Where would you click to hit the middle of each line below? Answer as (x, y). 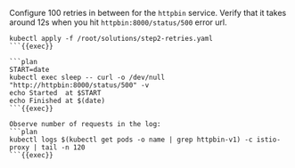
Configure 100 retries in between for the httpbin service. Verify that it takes (148, 13)
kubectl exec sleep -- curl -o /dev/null (87, 77)
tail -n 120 (64, 148)
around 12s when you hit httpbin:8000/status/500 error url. (118, 22)
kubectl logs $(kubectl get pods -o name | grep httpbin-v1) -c (131, 140)
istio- (268, 140)
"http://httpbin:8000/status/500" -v (79, 85)
